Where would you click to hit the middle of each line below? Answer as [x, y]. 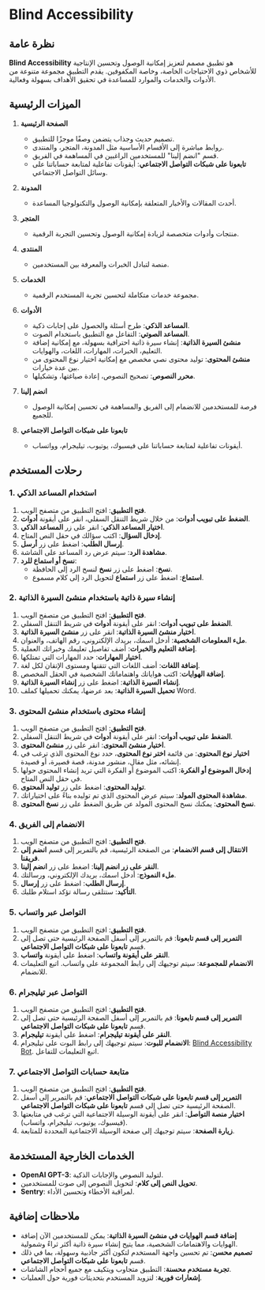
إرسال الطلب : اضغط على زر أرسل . [72, 544]
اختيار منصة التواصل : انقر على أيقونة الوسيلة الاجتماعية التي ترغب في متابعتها [132, 1114]
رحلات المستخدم [45, 471]
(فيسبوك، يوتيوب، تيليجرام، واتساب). [74, 1122]
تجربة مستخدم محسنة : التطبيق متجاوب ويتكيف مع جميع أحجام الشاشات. [126, 1269]
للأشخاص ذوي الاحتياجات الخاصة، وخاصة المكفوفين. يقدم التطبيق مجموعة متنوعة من [133, 71]
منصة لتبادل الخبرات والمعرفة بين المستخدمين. [101, 264]
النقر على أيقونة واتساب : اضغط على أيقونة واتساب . [95, 955]
